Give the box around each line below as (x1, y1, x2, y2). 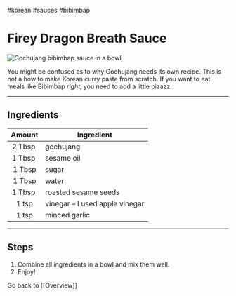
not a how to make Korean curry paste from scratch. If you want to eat (7, 74, 211, 83)
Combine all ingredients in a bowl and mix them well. (17, 260, 170, 269)
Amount (11, 130, 39, 140)
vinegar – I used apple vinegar (45, 199, 145, 208)
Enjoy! (17, 267, 36, 276)
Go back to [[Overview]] (7, 281, 77, 290)
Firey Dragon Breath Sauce (7, 31, 167, 46)
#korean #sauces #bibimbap (7, 6, 91, 14)
